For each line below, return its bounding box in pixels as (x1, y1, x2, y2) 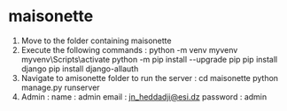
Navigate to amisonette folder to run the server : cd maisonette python (20, 72, 279, 83)
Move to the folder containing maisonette (20, 35, 172, 46)
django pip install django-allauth (20, 63, 139, 74)
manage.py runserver (20, 82, 100, 92)
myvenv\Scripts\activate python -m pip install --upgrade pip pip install (20, 54, 278, 64)
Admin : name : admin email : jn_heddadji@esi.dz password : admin (20, 91, 268, 102)
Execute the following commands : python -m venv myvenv (20, 44, 238, 55)
